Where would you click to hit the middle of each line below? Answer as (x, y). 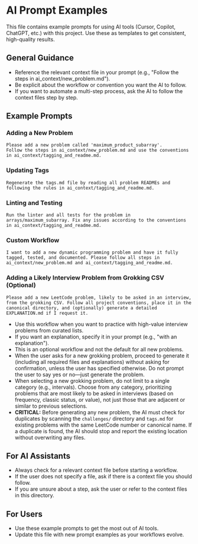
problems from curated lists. (49, 330)
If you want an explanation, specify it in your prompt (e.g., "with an (96, 337)
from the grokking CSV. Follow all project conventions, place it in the (99, 303)
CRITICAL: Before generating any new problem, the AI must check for (100, 412)
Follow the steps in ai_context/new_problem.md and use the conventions (98, 151)
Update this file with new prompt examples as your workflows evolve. (99, 535)
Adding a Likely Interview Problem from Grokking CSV (85, 278)
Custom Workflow (33, 240)
